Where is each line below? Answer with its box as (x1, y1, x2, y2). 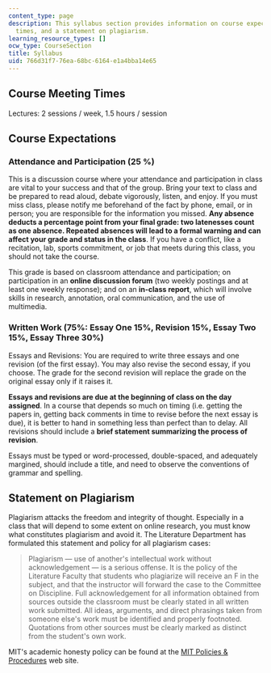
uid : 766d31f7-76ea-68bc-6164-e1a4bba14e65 (8, 57, 157, 66)
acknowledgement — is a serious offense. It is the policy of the (27, 563, 238, 573)
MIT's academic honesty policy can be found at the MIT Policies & (8, 647, 228, 657)
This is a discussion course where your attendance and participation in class (8, 175, 263, 184)
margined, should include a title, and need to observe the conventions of (8, 459, 250, 469)
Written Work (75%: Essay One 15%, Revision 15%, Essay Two (8, 322, 256, 333)
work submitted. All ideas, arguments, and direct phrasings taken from (27, 606, 262, 616)
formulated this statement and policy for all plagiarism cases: (8, 539, 211, 548)
